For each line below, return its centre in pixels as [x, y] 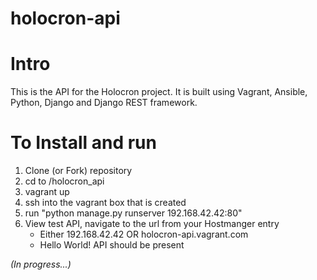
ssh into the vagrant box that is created [105, 203]
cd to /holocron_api [64, 181]
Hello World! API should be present [112, 245]
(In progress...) [41, 264]
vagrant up [47, 192]
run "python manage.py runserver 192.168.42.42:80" [133, 213]
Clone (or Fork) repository [78, 171]
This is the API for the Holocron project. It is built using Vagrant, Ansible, [159, 92]
